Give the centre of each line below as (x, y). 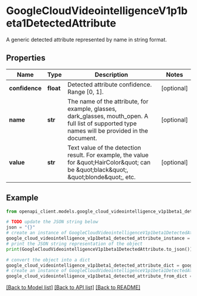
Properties (26, 58)
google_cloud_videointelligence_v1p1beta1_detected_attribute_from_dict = (99, 276)
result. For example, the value (108, 155)
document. (82, 138)
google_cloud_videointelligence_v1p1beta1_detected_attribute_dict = (93, 265)
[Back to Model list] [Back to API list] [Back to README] (73, 287)
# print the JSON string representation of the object (74, 244)
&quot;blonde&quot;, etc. (101, 177)
